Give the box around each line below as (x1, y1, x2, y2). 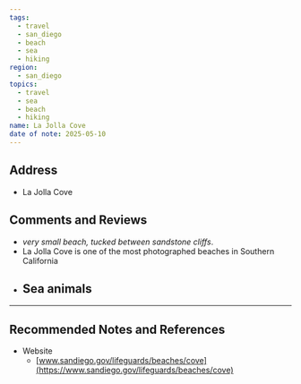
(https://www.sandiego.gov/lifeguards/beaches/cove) (35, 364, 234, 376)
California (21, 255, 58, 266)
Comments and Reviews (9, 212, 148, 228)
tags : (9, 13, 30, 22)
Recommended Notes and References (9, 321, 226, 337)
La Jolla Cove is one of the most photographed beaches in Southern (21, 245, 275, 256)
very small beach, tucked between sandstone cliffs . (21, 236, 214, 247)
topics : (9, 80, 39, 89)
